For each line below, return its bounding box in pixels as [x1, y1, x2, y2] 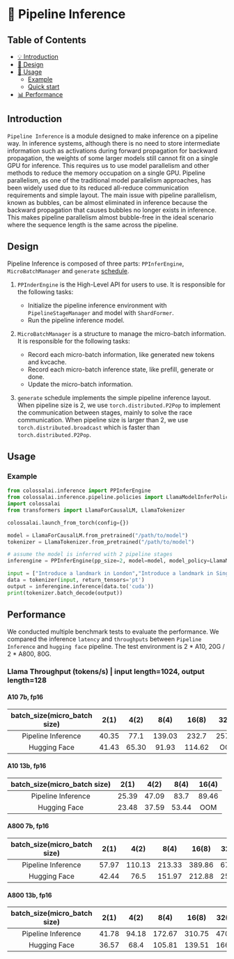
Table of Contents [7, 34, 87, 46]
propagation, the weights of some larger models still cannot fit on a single [7, 153, 219, 162]
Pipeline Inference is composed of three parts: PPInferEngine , [7, 259, 185, 268]
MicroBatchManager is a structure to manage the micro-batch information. [17, 329, 226, 337]
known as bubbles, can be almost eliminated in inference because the [7, 198, 208, 206]
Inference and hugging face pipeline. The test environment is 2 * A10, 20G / [7, 642, 225, 650]
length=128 [7, 675, 47, 685]
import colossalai [7, 500, 61, 507]
